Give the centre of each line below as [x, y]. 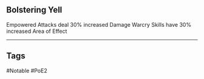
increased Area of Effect [37, 31]
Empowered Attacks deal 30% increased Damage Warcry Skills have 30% [99, 24]
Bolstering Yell [34, 10]
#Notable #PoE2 [27, 70]
